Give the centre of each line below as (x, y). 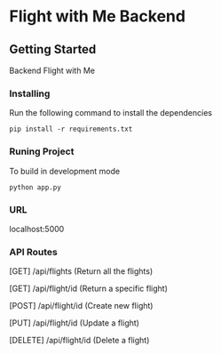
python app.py (36, 187)
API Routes (33, 252)
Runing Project (42, 151)
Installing (30, 93)
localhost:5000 (37, 229)
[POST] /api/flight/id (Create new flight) (81, 306)
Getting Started (53, 49)
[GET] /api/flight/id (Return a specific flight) (89, 289)
